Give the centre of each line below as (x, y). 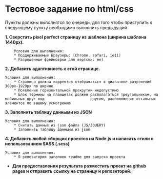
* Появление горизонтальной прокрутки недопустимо (66, 90)
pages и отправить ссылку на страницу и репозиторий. (72, 171)
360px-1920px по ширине (29, 86)
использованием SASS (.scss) (37, 143)
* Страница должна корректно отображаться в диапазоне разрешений (83, 82)
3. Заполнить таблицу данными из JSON (49, 112)
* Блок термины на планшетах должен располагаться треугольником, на (86, 94)
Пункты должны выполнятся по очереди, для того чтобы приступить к (79, 22)
